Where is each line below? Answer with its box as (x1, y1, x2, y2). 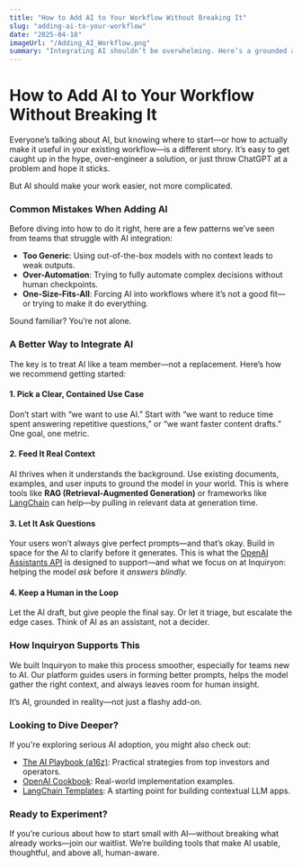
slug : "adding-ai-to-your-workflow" (9, 22, 147, 31)
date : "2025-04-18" (9, 30, 83, 39)
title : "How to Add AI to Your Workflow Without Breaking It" (9, 13, 247, 23)
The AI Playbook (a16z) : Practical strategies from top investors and (22, 757, 270, 768)
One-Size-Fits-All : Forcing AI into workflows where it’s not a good (22, 289, 268, 300)
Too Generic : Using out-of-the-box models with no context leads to (22, 250, 273, 261)
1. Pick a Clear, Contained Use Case (9, 389, 145, 400)
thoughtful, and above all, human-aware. (9, 847, 160, 858)
